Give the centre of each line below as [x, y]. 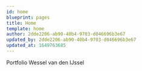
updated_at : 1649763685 [36, 46]
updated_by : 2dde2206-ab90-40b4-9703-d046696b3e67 [71, 40]
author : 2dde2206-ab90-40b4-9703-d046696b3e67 [66, 34]
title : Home [21, 23]
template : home [25, 29]
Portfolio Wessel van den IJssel [45, 62]
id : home [17, 12]
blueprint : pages [28, 17]
